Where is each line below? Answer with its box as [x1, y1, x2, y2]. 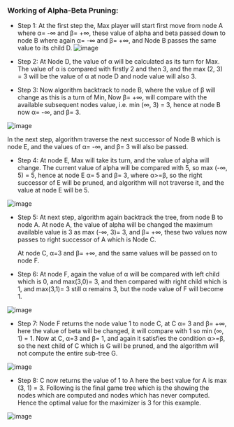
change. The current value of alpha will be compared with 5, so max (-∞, [17, 164, 228, 172]
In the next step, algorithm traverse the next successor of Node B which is [7, 135, 221, 143]
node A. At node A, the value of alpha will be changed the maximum [17, 220, 213, 229]
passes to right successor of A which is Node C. [17, 235, 156, 244]
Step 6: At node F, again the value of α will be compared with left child [17, 270, 220, 279]
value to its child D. [17, 44, 73, 52]
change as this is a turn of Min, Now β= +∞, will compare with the [17, 93, 207, 101]
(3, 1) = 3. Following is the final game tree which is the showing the [17, 384, 210, 392]
